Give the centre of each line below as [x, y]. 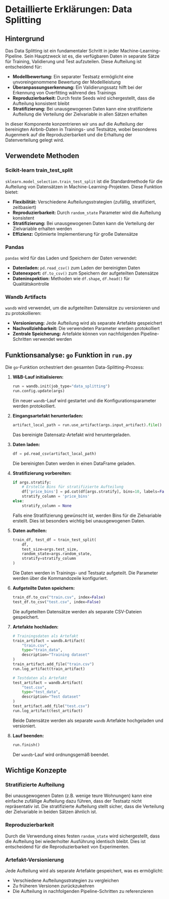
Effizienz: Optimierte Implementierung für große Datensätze [75, 234]
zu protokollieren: [23, 313]
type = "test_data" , [41, 692]
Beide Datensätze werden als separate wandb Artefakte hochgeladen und [88, 720]
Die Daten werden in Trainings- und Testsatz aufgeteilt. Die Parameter [85, 573]
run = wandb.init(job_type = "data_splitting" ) [61, 386]
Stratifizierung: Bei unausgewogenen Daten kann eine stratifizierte [82, 109]
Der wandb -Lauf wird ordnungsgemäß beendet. [61, 754]
